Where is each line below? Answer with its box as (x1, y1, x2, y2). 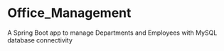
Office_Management (7, 5, 132, 21)
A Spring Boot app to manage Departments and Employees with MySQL (7, 28, 218, 37)
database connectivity (7, 35, 73, 44)
